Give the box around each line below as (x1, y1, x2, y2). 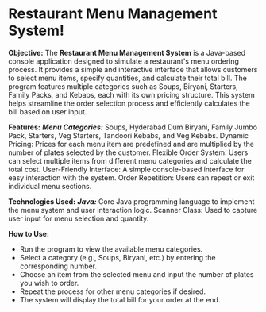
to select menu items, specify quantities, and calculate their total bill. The (8, 73, 248, 83)
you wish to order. (19, 278, 79, 287)
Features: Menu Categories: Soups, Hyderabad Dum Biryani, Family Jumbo (8, 122, 258, 132)
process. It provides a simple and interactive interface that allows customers (8, 64, 258, 74)
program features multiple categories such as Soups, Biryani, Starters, (8, 81, 238, 91)
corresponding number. (19, 261, 98, 271)
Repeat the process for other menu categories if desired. (19, 287, 206, 296)
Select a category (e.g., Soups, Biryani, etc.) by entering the (19, 252, 216, 262)
